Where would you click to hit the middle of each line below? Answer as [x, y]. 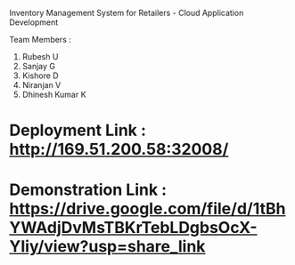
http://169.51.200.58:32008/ [119, 149]
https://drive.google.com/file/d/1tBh [147, 209]
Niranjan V [41, 85]
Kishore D [41, 76]
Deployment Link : [78, 130]
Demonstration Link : [88, 190]
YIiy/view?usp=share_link [107, 247]
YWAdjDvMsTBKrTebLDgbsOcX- [133, 228]
